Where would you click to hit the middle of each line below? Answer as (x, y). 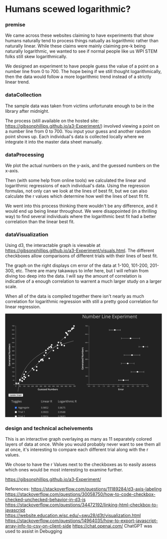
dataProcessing (25, 154)
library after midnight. (27, 111)
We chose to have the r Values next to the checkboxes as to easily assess (81, 464)
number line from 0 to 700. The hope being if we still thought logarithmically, (83, 72)
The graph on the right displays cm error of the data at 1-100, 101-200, (77, 266)
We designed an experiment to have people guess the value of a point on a (82, 66)
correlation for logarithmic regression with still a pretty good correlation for (82, 302)
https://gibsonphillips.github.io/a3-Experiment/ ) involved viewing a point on (83, 126)
